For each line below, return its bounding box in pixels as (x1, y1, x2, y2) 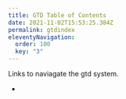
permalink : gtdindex (8, 26, 76, 34)
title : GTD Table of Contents (8, 11, 107, 19)
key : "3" (15, 48, 44, 55)
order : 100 (15, 41, 51, 48)
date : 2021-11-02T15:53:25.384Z (8, 19, 113, 27)
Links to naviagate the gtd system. (8, 69, 119, 78)
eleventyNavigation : (8, 33, 76, 41)
